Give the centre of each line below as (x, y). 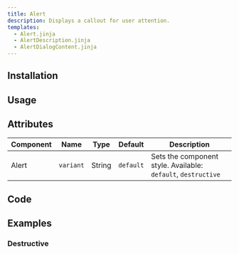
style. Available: (177, 165)
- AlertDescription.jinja (52, 41)
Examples (30, 224)
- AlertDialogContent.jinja (55, 47)
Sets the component (185, 156)
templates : (23, 27)
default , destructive (185, 174)
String (101, 165)
